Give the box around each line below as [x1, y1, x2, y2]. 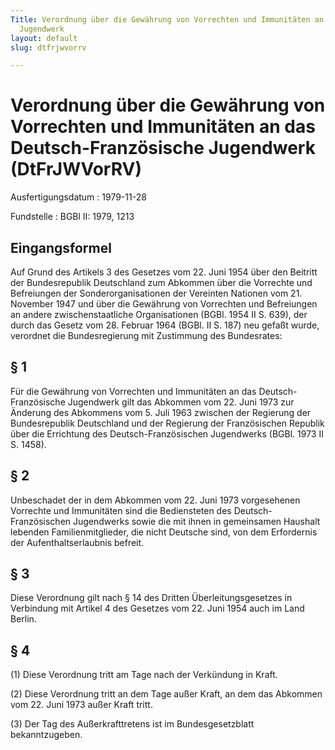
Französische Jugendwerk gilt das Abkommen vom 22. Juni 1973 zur [10, 396, 295, 408]
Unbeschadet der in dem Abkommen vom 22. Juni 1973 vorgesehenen [10, 494, 301, 506]
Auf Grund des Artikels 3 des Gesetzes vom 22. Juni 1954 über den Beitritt [10, 266, 318, 278]
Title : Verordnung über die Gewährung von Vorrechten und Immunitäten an [10, 14, 325, 25]
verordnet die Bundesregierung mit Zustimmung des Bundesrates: [10, 330, 283, 341]
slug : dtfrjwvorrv [10, 42, 87, 53]
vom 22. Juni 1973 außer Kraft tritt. [10, 699, 153, 711]
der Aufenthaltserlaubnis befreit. [10, 536, 145, 548]
